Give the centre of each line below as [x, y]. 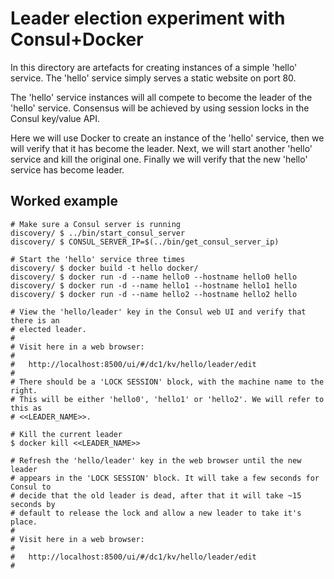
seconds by [33, 504]
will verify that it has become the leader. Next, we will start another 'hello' [161, 148]
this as [26, 408]
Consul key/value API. [55, 118]
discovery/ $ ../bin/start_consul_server [98, 233]
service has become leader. [67, 169]
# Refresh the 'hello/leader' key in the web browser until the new [156, 460]
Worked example [64, 201]
